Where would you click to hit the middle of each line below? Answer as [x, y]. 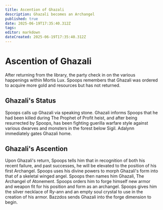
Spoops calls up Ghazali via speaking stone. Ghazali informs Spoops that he [81, 112]
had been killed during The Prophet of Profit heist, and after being [71, 118]
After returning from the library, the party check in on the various [70, 75]
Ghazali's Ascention [36, 149]
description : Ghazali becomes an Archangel [50, 14]
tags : [10, 28]
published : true [21, 19]
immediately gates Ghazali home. [39, 133]
